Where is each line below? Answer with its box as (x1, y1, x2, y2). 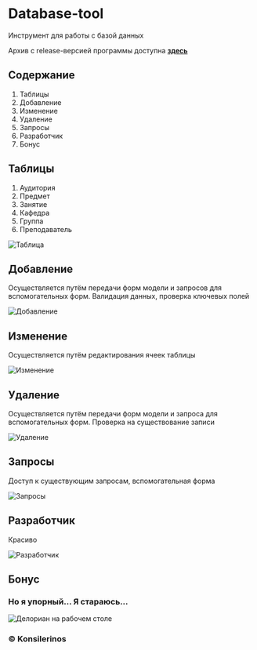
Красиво (8, 535, 38, 544)
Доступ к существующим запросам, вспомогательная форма (8, 476, 215, 485)
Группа (19, 216, 44, 226)
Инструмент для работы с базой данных (8, 31, 144, 40)
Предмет (19, 191, 50, 201)
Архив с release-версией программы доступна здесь (8, 45, 188, 55)
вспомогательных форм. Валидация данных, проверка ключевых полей (8, 292, 250, 301)
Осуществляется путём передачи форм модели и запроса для (8, 409, 218, 418)
